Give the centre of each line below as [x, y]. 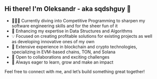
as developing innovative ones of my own [53, 41]
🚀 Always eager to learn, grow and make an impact [62, 62]
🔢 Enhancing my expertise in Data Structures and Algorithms [72, 31]
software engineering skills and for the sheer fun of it [65, 26]
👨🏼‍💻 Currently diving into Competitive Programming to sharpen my [78, 20]
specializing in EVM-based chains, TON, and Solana [63, 52]
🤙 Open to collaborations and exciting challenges [60, 57]
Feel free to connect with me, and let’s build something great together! [75, 71]
